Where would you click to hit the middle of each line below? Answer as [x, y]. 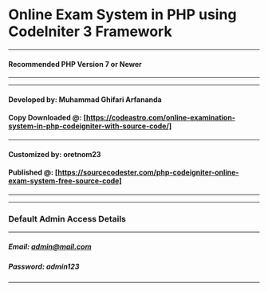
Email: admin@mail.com [50, 246]
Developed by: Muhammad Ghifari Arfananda [85, 99]
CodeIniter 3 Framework [91, 31]
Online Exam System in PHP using [122, 15]
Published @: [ [33, 172]
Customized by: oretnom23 [55, 154]
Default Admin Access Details [67, 218]
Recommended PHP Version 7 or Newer [75, 64]
